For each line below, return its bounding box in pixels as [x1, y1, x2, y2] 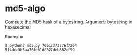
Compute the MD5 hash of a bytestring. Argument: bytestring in [5, 19, 133, 25]
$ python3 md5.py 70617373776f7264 [5, 43, 77, 48]
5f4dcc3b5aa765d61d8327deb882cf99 [5, 47, 75, 52]
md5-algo [5, 3, 46, 14]
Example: [5, 34, 24, 39]
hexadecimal [5, 24, 31, 30]
